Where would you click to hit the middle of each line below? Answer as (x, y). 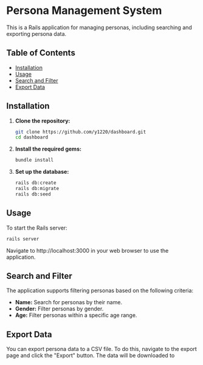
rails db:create (36, 183)
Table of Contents (41, 53)
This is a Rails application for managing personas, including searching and (99, 27)
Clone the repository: (43, 121)
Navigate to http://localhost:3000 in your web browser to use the (88, 250)
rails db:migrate (37, 189)
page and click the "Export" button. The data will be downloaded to (91, 355)
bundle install (34, 160)
